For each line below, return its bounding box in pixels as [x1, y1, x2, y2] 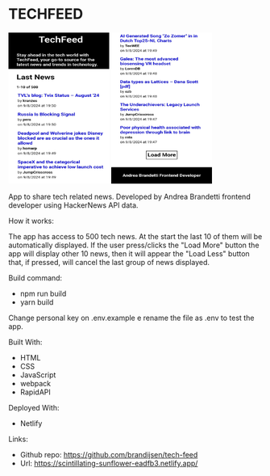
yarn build [19, 297, 54, 307]
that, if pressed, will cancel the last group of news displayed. [8, 257, 210, 267]
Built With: [8, 337, 43, 347]
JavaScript [19, 369, 56, 380]
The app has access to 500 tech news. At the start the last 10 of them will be [8, 231, 263, 241]
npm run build [19, 289, 67, 298]
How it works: [8, 216, 55, 225]
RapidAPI [19, 387, 51, 397]
